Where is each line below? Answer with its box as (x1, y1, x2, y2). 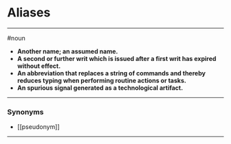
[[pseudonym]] (16, 123, 60, 131)
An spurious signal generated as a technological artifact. (16, 84, 184, 92)
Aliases (7, 5, 51, 21)
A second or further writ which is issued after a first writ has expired (16, 54, 217, 62)
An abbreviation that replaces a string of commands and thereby (16, 69, 206, 77)
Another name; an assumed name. (16, 47, 118, 56)
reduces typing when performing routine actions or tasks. (16, 76, 187, 84)
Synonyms (7, 107, 44, 117)
